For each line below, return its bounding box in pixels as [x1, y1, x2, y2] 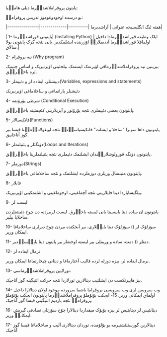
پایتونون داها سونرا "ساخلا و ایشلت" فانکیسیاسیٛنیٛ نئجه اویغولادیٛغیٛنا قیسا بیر [5, 127, 160, 132]
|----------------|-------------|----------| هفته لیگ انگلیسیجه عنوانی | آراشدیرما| [5, 24, 163, 30]
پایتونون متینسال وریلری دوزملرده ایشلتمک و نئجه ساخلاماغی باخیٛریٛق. [5, 170, 143, 176]
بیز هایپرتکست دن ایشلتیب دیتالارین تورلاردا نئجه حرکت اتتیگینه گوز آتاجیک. [5, 277, 142, 283]
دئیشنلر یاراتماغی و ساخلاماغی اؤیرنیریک [5, 88, 80, 94]
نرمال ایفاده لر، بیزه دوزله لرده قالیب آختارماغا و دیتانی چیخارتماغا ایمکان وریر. [5, 258, 150, 263]
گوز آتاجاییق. [5, 132, 29, 138]
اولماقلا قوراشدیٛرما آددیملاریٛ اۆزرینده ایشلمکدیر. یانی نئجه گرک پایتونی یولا [5, 39, 151, 45]
